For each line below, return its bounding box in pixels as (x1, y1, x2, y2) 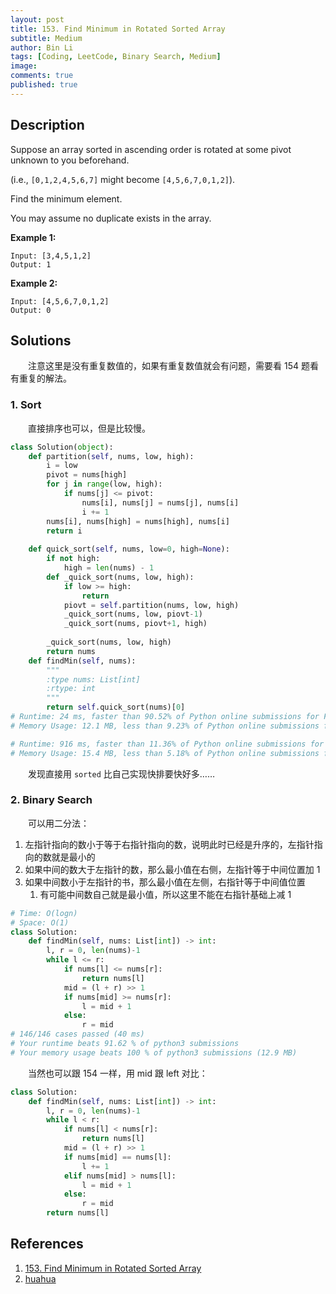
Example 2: (10, 277, 58, 289)
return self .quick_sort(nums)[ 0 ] (46, 702, 186, 713)
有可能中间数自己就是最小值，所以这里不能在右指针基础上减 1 (39, 888, 292, 900)
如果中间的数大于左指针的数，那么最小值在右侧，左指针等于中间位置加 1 (24, 863, 321, 875)
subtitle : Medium (10, 33, 83, 43)
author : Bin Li (10, 42, 74, 53)
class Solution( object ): (10, 442, 114, 452)
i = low (46, 461, 78, 471)
